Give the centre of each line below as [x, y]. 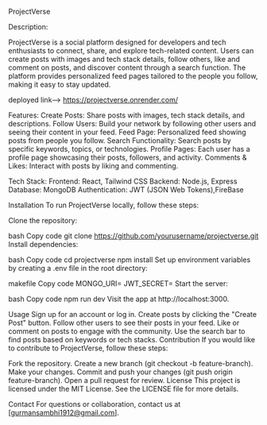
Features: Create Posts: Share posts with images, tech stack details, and [126, 115]
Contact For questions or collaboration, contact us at [95, 404]
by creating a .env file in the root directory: [78, 268]
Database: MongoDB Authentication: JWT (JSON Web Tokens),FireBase [126, 189]
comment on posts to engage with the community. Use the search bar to [127, 331]
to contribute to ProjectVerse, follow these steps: [88, 348]
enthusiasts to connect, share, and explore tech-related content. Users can [131, 50]
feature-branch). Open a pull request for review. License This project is [124, 380]
